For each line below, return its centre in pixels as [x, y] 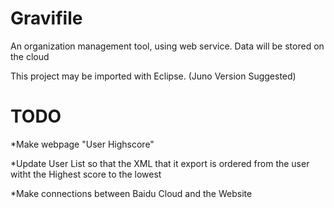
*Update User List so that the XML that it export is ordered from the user [160, 163]
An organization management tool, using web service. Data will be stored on [167, 46]
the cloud [30, 56]
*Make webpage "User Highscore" [82, 144]
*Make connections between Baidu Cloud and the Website [131, 193]
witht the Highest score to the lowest [86, 174]
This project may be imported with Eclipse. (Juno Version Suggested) [153, 76]
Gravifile [46, 18]
